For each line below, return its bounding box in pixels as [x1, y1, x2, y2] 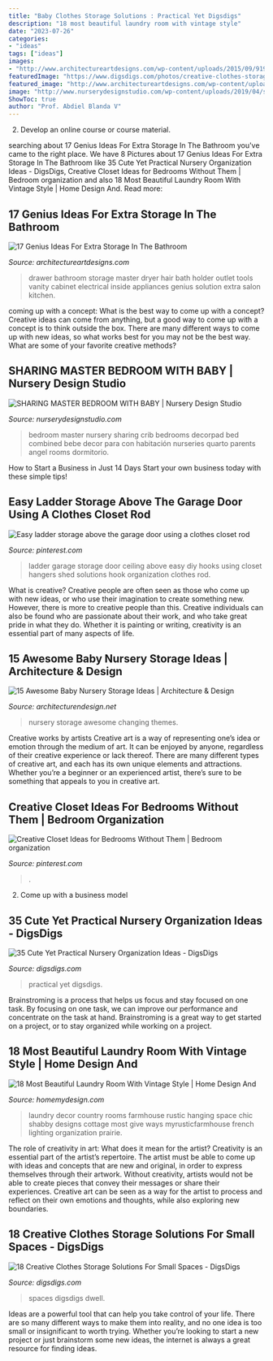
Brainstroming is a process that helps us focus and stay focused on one [8, 995, 249, 1004]
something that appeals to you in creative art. [8, 777, 160, 787]
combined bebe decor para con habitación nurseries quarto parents [28, 438, 256, 448]
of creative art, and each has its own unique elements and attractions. [8, 759, 242, 769]
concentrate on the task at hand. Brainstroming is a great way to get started [8, 1012, 262, 1022]
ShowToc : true [8, 95, 57, 103]
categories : [8, 34, 49, 43]
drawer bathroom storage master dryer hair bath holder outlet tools [28, 273, 253, 283]
